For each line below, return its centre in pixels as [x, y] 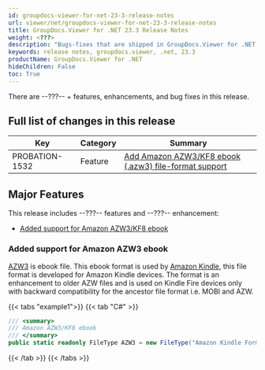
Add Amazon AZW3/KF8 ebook [182, 157]
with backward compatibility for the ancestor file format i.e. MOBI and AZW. [131, 291]
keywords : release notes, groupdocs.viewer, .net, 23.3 [102, 52]
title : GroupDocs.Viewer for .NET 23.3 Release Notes [99, 30]
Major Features [46, 194]
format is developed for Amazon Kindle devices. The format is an [114, 274]
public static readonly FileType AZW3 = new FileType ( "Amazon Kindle [125, 343]
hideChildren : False [42, 67]
